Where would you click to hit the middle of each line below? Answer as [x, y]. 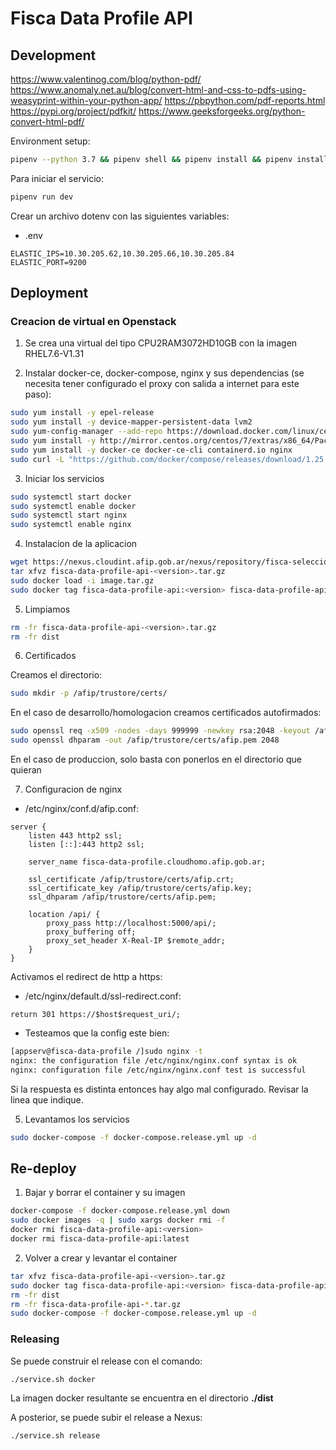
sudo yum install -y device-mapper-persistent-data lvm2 [131, 422]
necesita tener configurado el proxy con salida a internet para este [162, 384]
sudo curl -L [37, 459]
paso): [38, 394]
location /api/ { [64, 915]
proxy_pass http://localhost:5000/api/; [131, 923]
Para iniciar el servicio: [57, 178]
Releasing [35, 1339]
